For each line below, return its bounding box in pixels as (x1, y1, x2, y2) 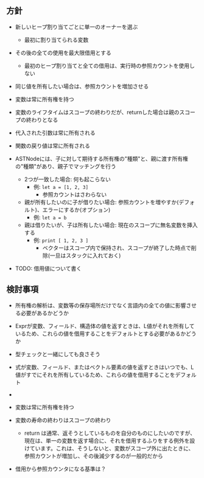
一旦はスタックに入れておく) (49, 252, 121, 259)
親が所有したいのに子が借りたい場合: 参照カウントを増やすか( (24, 198, 179, 205)
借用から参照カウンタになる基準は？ (15, 465, 107, 473)
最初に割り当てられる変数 (24, 36, 89, 43)
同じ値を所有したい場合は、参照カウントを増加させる (15, 82, 149, 90)
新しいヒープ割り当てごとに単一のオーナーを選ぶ (15, 23, 138, 30)
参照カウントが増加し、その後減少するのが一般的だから (24, 452, 163, 459)
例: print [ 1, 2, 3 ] (33, 237, 89, 244)
